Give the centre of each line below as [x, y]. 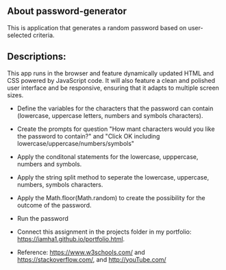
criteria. [44, 35]
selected [20, 35]
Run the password [42, 218]
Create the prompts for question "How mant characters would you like [116, 129]
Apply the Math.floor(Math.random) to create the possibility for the [111, 197]
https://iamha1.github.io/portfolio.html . [71, 238]
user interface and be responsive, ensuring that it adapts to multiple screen [113, 88]
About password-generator [67, 11]
